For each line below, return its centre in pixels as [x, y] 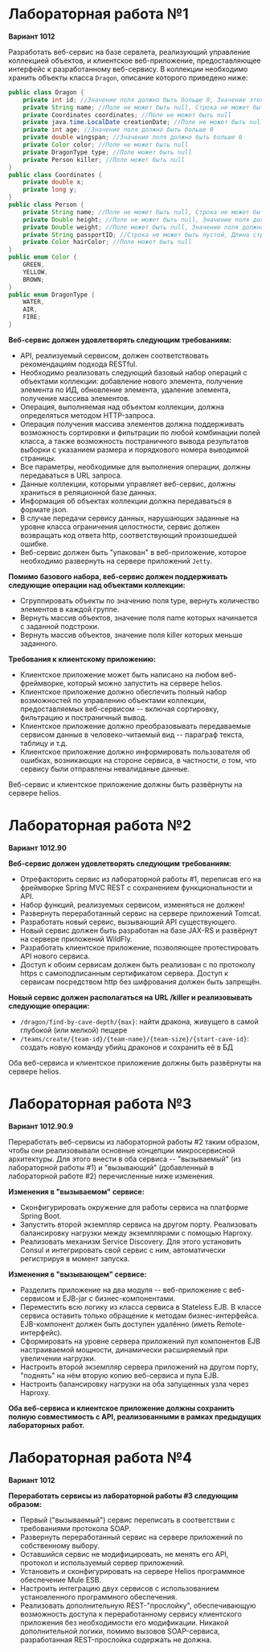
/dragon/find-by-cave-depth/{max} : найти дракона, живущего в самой [139, 1021]
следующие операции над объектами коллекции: [97, 585]
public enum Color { [43, 257]
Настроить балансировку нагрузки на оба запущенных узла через [134, 1384]
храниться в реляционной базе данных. [88, 492]
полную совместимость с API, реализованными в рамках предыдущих [135, 1416]
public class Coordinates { [55, 175]
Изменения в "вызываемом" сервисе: [76, 1191]
